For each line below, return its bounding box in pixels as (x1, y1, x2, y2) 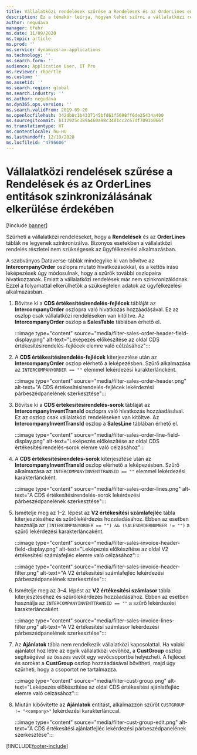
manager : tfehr (6, 25, 43, 31)
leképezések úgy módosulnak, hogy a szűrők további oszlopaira (6, 269, 161, 277)
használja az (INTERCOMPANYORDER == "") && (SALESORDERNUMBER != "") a (14, 521, 190, 528)
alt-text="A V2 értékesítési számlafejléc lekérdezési (40, 569, 165, 576)
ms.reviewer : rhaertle (6, 69, 62, 75)
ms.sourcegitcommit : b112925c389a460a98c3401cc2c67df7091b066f (6, 118, 164, 124)
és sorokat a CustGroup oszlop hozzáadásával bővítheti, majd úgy (14, 659, 176, 666)
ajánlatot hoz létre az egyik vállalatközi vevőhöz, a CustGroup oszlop (14, 647, 182, 654)
